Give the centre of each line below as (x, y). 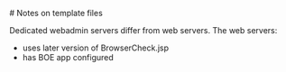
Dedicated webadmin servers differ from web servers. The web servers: (143, 30)
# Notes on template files (56, 13)
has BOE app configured (68, 57)
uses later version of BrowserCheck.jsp (96, 48)
